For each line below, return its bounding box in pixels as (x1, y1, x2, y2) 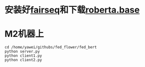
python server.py (4, 49, 40, 54)
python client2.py (4, 58, 42, 63)
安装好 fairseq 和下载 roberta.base (4, 4, 140, 16)
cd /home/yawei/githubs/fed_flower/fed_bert (4, 45, 97, 50)
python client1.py (4, 53, 42, 58)
